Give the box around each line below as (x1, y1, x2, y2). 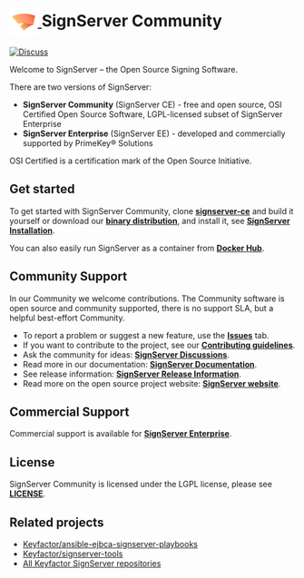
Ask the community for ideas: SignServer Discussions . (22, 348, 230, 360)
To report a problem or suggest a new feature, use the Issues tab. (22, 329, 270, 340)
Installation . (9, 225, 55, 236)
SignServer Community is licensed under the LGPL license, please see (9, 479, 272, 490)
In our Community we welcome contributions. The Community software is (9, 293, 285, 304)
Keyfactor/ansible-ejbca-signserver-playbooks (22, 539, 198, 549)
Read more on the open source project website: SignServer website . (22, 377, 281, 388)
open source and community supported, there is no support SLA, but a (9, 302, 274, 313)
